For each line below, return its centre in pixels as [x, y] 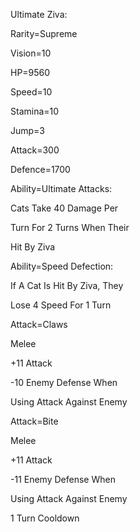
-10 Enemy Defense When [64, 382]
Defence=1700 [40, 169]
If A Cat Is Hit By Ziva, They [67, 285]
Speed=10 [31, 92]
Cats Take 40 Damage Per [64, 208]
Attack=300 [35, 150]
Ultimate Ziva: [39, 14]
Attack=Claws [39, 324]
